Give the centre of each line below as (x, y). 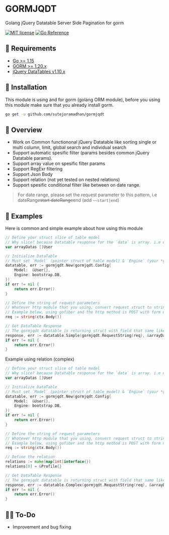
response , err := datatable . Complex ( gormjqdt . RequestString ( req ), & (78, 485)
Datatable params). (32, 158)
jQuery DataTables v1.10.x (39, 71)
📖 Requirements (31, 49)
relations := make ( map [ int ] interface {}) (48, 462)
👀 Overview (24, 130)
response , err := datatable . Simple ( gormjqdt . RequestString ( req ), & (77, 335)
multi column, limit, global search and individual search (69, 148)
